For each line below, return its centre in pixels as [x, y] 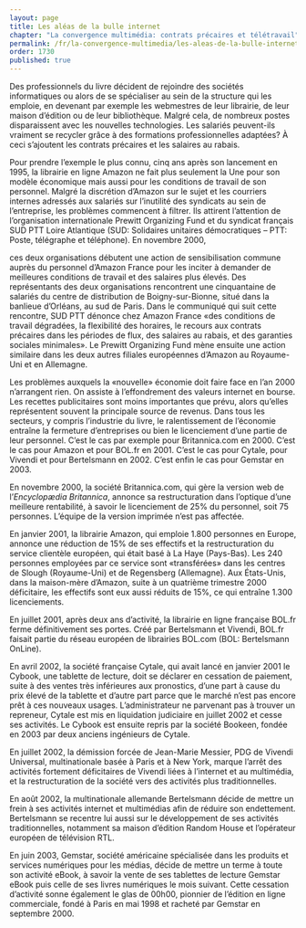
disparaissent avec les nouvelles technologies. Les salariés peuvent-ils [143, 125]
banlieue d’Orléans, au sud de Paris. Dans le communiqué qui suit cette [143, 306]
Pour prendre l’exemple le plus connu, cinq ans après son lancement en [143, 162]
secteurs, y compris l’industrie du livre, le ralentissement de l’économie [143, 421]
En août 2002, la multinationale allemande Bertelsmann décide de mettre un [152, 799]
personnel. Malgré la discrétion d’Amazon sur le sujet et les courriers [138, 191]
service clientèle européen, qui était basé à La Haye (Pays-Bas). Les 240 [146, 553]
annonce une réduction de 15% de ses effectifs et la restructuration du [142, 543]
